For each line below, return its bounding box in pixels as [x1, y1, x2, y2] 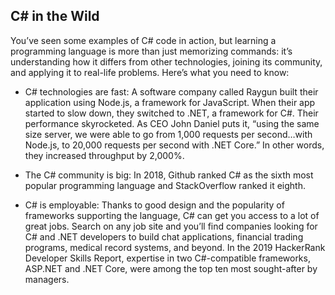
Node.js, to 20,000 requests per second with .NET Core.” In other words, [24, 139, 325, 151]
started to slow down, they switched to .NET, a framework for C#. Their [24, 107, 319, 119]
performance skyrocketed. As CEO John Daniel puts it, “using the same [24, 117, 320, 129]
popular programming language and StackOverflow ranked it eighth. [24, 179, 306, 191]
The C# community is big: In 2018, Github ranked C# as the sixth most [24, 169, 314, 181]
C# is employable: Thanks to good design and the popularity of [24, 199, 285, 211]
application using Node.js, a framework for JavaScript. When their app [24, 96, 316, 108]
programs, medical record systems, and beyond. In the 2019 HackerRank [24, 241, 326, 253]
